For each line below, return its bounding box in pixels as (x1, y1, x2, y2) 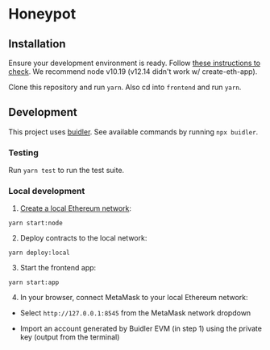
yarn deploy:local (8, 249, 70, 257)
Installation (8, 37, 66, 51)
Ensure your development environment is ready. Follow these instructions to (8, 58, 260, 68)
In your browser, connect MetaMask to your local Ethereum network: (19, 293, 248, 303)
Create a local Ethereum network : (19, 204, 131, 213)
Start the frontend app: (19, 263, 97, 273)
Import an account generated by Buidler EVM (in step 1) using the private (19, 323, 262, 334)
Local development (8, 186, 85, 197)
